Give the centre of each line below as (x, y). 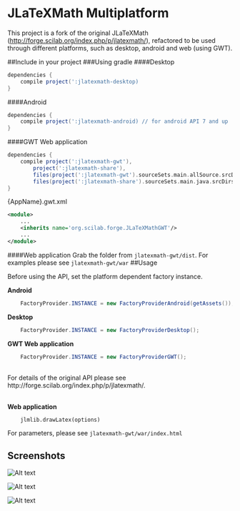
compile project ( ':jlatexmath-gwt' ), (76, 162)
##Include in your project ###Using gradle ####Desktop (91, 61)
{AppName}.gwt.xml (37, 202)
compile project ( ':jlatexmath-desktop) (80, 81)
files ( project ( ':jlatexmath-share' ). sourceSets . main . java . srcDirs (134, 181)
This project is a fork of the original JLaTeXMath (78, 33)
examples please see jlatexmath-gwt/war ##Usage (82, 263)
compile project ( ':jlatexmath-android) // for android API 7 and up (124, 122)
